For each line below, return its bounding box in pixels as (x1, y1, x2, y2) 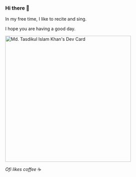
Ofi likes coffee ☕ (5, 166, 42, 172)
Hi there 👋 (5, 5, 30, 12)
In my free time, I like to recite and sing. (5, 16, 87, 22)
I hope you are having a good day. (5, 26, 76, 32)
